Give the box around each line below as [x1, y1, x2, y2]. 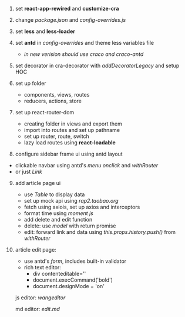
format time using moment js [23, 210, 93, 217]
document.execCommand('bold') [32, 276, 113, 283]
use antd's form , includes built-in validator [23, 257, 127, 265]
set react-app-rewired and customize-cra [15, 5, 119, 12]
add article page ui [15, 180, 61, 186]
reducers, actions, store [23, 97, 82, 104]
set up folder [15, 80, 46, 87]
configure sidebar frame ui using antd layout [15, 150, 123, 157]
